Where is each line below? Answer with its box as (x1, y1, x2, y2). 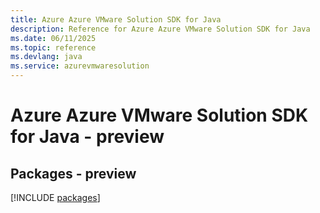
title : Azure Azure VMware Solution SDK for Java (10, 14, 222, 25)
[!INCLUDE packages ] (10, 192, 101, 203)
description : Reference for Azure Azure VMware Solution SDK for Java (10, 24, 311, 34)
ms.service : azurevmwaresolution (10, 61, 150, 71)
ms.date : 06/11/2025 (10, 33, 97, 43)
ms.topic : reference (10, 42, 97, 53)
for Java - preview (10, 126, 165, 148)
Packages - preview (10, 165, 137, 182)
